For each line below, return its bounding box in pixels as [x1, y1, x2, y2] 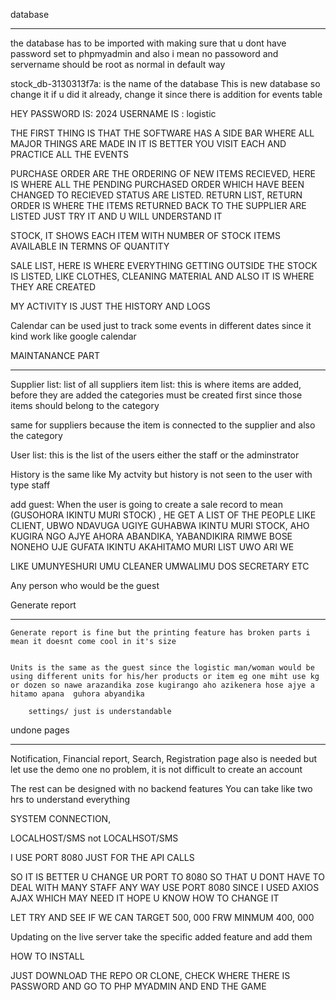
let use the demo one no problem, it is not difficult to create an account [10, 764, 303, 775]
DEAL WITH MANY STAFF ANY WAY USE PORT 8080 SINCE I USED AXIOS [10, 882, 320, 893]
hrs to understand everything [10, 794, 131, 805]
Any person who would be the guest [10, 580, 160, 591]
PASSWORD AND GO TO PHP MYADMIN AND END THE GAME [10, 980, 267, 992]
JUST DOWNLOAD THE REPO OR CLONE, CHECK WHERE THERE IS [10, 970, 291, 981]
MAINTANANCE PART [10, 350, 101, 361]
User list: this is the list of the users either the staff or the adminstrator [10, 449, 300, 461]
